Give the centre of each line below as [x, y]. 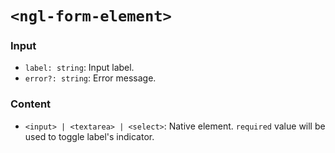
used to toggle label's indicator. [89, 136]
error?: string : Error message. [90, 78]
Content [31, 104]
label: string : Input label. [79, 68]
